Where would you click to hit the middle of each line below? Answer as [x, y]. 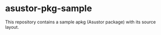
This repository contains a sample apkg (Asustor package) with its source [80, 22]
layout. [12, 27]
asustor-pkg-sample [49, 9]
